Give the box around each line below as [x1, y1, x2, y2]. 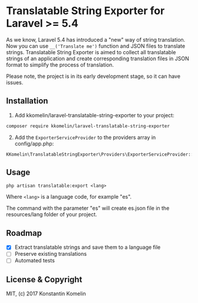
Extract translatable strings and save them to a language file [14, 243, 161, 251]
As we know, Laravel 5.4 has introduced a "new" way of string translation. [6, 36, 186, 43]
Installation [6, 96, 48, 106]
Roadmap [6, 228, 42, 238]
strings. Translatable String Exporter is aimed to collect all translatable [6, 48, 176, 55]
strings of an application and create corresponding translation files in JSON [6, 55, 190, 62]
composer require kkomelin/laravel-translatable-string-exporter [6, 123, 170, 129]
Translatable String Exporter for [6, 4, 165, 18]
